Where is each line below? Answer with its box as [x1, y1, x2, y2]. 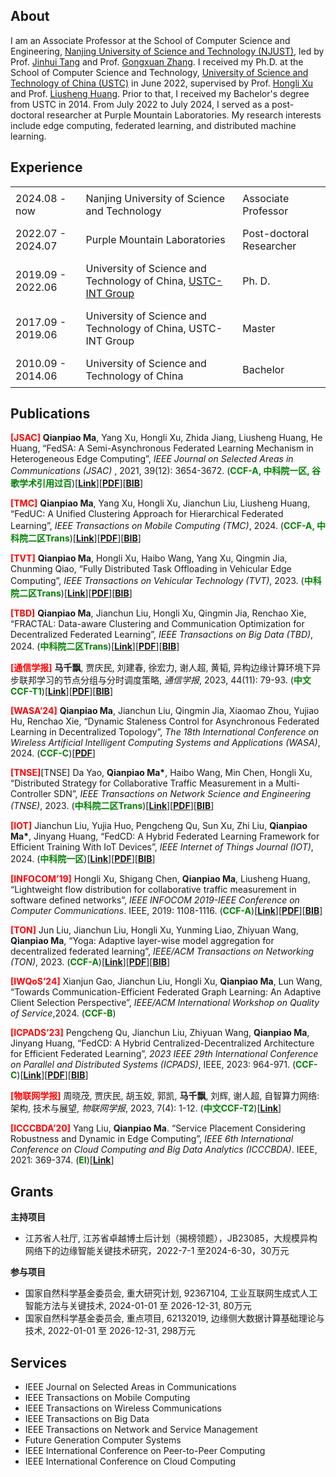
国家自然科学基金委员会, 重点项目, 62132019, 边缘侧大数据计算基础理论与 [24, 1312, 325, 1324]
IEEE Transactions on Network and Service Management [24, 1424, 258, 1436]
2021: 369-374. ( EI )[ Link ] [10, 1154, 115, 1166]
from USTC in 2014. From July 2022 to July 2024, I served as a [10, 98, 270, 110]
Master [242, 321, 276, 335]
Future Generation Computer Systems [24, 1434, 182, 1446]
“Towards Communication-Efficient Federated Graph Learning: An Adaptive [10, 986, 322, 998]
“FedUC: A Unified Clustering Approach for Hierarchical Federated [10, 508, 284, 520]
